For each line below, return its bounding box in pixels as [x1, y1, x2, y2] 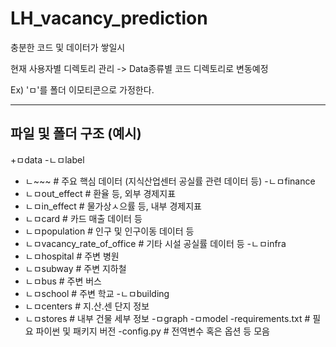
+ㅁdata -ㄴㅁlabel [10, 153, 85, 166]
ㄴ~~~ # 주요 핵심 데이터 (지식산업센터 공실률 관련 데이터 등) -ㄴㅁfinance [24, 175, 316, 187]
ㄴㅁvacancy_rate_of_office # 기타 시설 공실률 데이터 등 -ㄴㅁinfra [24, 237, 287, 249]
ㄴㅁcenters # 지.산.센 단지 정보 [24, 300, 150, 312]
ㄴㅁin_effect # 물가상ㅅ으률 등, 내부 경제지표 [24, 200, 202, 212]
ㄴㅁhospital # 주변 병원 [24, 250, 120, 262]
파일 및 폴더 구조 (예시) [10, 125, 142, 142]
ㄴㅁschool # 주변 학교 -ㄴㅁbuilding [24, 287, 170, 299]
